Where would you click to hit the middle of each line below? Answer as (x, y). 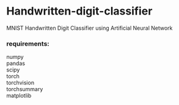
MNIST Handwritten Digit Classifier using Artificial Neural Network (89, 28)
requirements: (28, 44)
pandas (16, 63)
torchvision (20, 83)
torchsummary (25, 89)
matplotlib (19, 96)
